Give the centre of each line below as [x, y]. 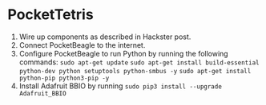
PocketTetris [50, 15]
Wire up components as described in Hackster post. [105, 37]
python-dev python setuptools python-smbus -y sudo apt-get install [135, 71]
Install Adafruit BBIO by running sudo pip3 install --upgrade [120, 86]
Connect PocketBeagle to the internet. [82, 45]
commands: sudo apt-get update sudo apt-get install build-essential [139, 62]
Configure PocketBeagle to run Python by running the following [124, 53]
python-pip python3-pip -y [64, 78]
